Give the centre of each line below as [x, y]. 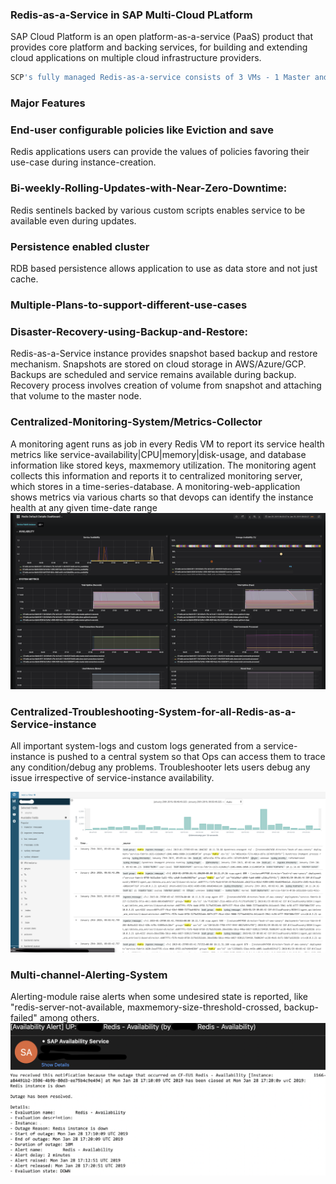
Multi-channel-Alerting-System [89, 975]
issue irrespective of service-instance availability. [112, 778]
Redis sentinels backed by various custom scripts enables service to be [158, 210]
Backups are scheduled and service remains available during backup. [153, 375]
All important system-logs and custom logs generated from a [136, 746]
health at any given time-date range [84, 507]
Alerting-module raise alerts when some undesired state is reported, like [159, 997]
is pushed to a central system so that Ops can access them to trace [186, 757]
